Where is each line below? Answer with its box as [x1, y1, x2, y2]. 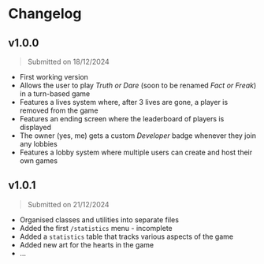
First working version [19, 73, 89, 81]
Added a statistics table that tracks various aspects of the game [19, 232, 234, 241]
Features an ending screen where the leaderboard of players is [19, 114, 225, 123]
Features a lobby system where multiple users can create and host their [19, 147, 253, 157]
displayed [19, 123, 52, 132]
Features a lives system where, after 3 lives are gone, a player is [19, 98, 229, 106]
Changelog [8, 5, 82, 23]
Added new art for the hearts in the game [19, 240, 154, 249]
